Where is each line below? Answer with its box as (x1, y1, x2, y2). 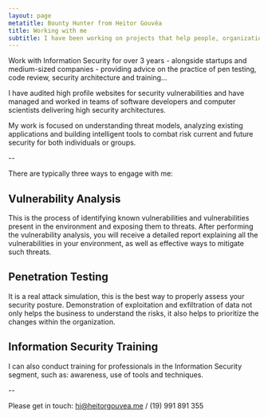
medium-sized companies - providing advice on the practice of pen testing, (8, 65, 257, 74)
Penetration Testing (8, 270, 109, 284)
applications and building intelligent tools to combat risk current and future (8, 129, 254, 139)
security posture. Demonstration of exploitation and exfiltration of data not (8, 300, 253, 309)
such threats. (8, 247, 52, 257)
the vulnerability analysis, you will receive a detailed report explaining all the (8, 230, 258, 240)
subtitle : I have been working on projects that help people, (8, 34, 219, 42)
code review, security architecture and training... (8, 73, 167, 82)
